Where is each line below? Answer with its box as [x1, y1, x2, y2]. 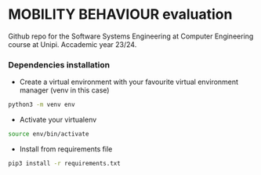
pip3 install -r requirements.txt [8, 159, 121, 167]
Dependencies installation [8, 59, 111, 70]
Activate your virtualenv [19, 115, 97, 125]
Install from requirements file [19, 144, 113, 154]
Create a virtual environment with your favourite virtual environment [19, 77, 239, 87]
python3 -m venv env [8, 100, 76, 109]
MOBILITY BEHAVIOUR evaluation [8, 5, 233, 24]
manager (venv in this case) [19, 86, 110, 95]
